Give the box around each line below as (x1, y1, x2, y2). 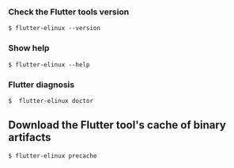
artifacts (8, 131, 51, 144)
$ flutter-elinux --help (8, 60, 90, 69)
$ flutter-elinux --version (8, 25, 101, 32)
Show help (8, 43, 50, 54)
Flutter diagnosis (8, 78, 75, 90)
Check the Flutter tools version (8, 6, 130, 17)
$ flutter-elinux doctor (8, 97, 93, 105)
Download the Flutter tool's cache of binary (8, 118, 227, 132)
